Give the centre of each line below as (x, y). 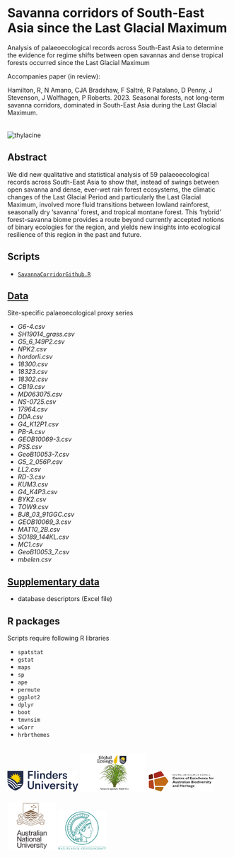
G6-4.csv (31, 327)
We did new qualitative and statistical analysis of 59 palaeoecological (109, 174)
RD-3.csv (31, 477)
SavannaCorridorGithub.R (54, 274)
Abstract (27, 157)
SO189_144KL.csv (43, 537)
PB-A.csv (31, 432)
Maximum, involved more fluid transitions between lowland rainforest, (109, 204)
